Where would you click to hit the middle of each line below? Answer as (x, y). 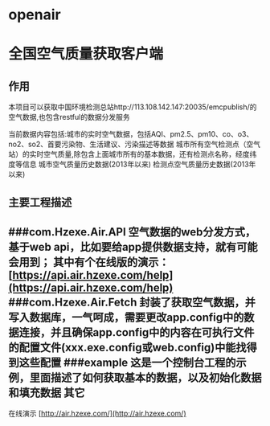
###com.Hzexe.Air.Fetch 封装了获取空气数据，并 (132, 302)
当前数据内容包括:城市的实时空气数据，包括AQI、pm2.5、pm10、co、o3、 (131, 134)
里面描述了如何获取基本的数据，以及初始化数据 (145, 377)
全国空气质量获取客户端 (86, 54)
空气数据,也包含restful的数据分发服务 (69, 117)
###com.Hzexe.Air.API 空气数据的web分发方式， (132, 232)
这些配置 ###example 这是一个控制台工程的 (127, 362)
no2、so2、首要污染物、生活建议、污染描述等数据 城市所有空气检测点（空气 (135, 144)
